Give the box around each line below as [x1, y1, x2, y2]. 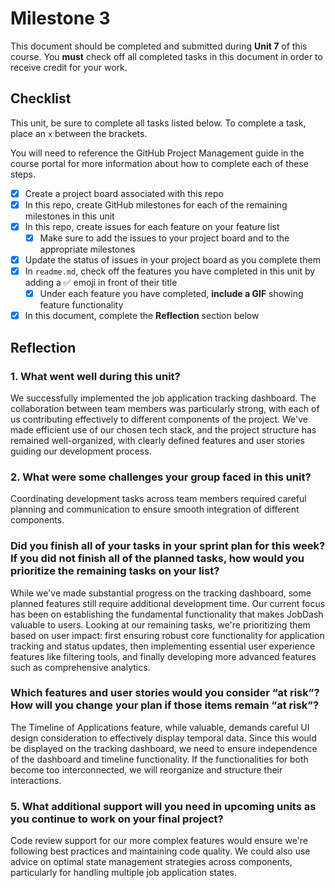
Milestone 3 [10, 7, 111, 30]
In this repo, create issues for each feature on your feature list [24, 220, 280, 232]
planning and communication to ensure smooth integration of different [10, 503, 300, 516]
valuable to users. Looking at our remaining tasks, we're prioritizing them [10, 618, 311, 631]
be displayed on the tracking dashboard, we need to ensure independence [10, 742, 318, 754]
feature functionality [39, 299, 124, 311]
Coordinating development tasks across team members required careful [10, 493, 307, 505]
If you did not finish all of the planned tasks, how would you [10, 552, 305, 566]
